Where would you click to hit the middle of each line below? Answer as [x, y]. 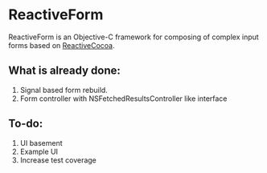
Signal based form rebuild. [64, 90]
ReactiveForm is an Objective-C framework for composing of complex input [133, 37]
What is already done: [64, 71]
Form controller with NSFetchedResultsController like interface [123, 99]
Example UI [39, 151]
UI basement [41, 143]
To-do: [26, 124]
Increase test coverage [58, 160]
